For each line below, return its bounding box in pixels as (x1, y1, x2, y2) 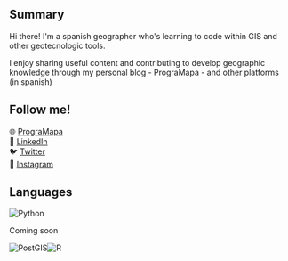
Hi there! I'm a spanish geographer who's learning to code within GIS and (9, 30, 278, 41)
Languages (9, 184, 73, 200)
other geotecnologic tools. (9, 40, 106, 51)
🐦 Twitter (9, 146, 46, 157)
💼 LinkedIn (9, 135, 48, 146)
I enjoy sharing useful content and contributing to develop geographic (9, 57, 265, 68)
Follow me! (9, 102, 71, 118)
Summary (9, 7, 65, 22)
